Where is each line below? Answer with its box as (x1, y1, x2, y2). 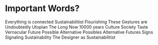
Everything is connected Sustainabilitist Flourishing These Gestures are (5, 19, 148, 25)
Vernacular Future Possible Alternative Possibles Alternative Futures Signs (5, 29, 154, 35)
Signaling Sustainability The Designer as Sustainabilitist (5, 34, 115, 40)
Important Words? (5, 3, 80, 14)
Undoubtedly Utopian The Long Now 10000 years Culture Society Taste (5, 24, 148, 30)
